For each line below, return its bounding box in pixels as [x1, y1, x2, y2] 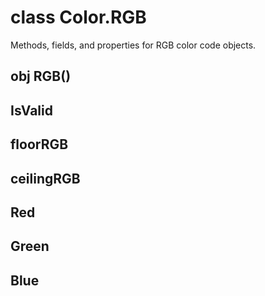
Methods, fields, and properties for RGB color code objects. [10, 39, 257, 51]
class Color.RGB [10, 6, 147, 29]
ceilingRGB [10, 170, 81, 187]
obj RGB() [10, 68, 72, 85]
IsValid [10, 102, 53, 119]
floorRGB [10, 136, 69, 153]
